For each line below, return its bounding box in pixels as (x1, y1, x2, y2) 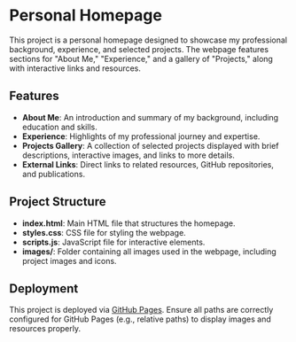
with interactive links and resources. (9, 63, 142, 74)
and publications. (21, 168, 86, 179)
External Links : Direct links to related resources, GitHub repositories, (21, 159, 275, 169)
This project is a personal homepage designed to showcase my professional (9, 35, 288, 45)
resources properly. (9, 323, 82, 334)
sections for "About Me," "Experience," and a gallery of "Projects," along (9, 53, 273, 64)
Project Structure (9, 194, 106, 209)
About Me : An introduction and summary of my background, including (21, 112, 279, 122)
